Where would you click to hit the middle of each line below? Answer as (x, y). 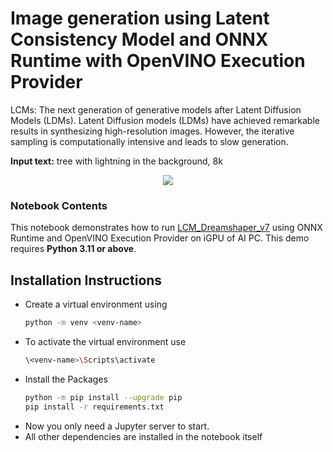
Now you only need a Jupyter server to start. (117, 426)
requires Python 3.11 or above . (73, 249)
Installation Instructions (86, 280)
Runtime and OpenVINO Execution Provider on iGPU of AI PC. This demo (160, 238)
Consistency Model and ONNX (139, 39)
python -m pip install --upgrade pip (103, 397)
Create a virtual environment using (96, 304)
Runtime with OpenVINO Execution (158, 61)
